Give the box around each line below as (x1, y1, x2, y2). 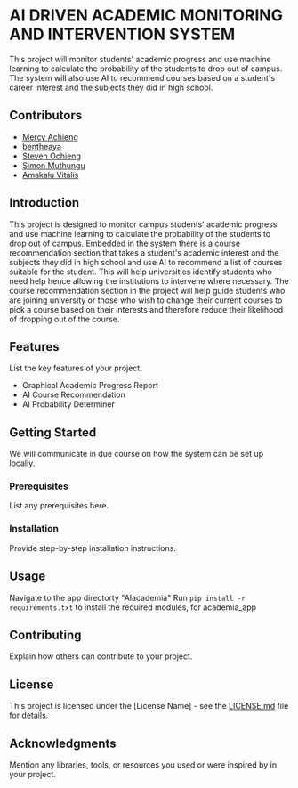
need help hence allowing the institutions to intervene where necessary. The (9, 275, 289, 286)
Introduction (9, 195, 80, 210)
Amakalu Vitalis (21, 169, 79, 180)
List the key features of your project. (9, 362, 142, 374)
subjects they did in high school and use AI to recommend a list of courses (9, 256, 283, 267)
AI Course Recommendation (21, 389, 126, 401)
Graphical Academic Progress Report (21, 380, 158, 391)
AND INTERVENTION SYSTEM (9, 24, 236, 45)
